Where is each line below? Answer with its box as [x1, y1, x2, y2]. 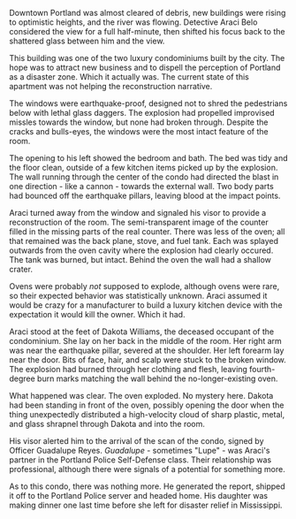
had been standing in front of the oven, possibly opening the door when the [9, 400, 285, 410]
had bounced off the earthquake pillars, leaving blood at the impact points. [9, 190, 281, 201]
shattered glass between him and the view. [9, 35, 165, 46]
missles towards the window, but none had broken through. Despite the [9, 117, 269, 127]
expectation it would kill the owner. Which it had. [9, 309, 186, 319]
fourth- [248, 364, 276, 374]
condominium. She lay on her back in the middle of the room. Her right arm [9, 336, 283, 346]
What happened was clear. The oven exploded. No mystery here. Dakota [9, 391, 274, 401]
